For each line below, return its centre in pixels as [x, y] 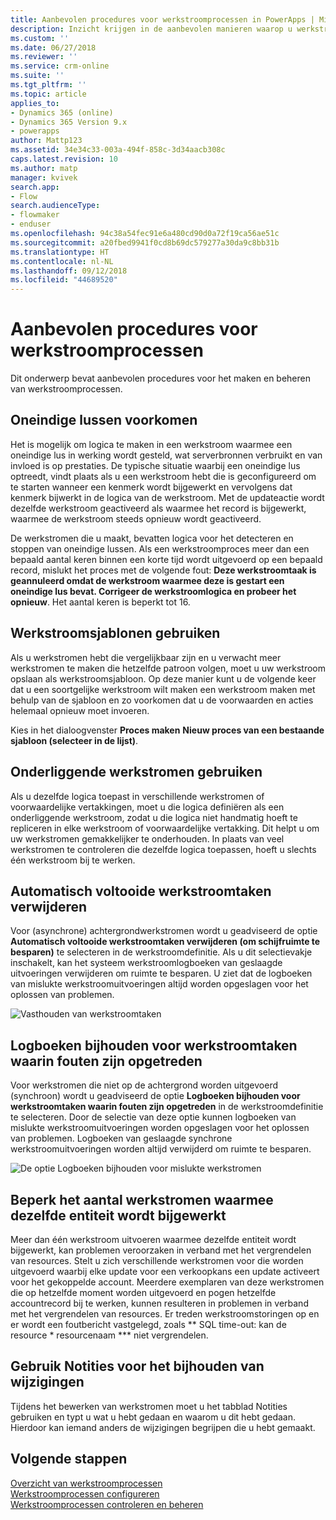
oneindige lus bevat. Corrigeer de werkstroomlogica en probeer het [153, 591]
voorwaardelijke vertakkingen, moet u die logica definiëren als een [147, 807]
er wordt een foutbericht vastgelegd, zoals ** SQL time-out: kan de [148, 1324]
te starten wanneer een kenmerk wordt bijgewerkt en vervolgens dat [151, 487]
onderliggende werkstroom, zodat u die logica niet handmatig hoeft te [154, 817]
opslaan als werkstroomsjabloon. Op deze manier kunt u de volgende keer [163, 678]
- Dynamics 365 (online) [62, 112]
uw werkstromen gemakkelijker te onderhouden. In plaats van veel [147, 838]
